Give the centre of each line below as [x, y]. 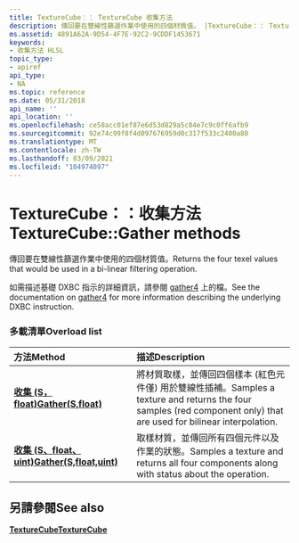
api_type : [28, 76]
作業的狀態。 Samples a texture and [210, 451]
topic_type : [31, 59]
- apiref [25, 68]
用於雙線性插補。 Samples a [218, 387]
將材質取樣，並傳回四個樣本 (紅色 [206, 374]
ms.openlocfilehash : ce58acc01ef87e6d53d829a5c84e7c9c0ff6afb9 [129, 126]
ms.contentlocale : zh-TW [55, 150]
